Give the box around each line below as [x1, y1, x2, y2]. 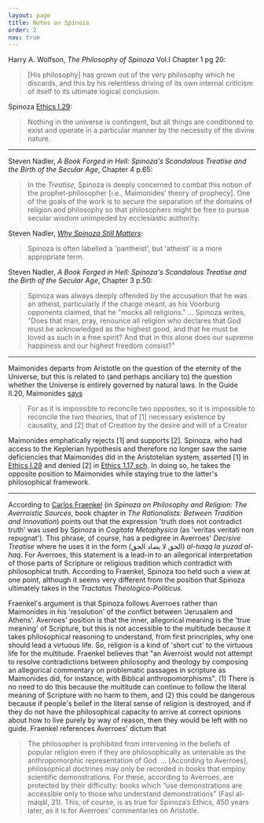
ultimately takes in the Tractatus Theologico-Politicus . [8, 583, 183, 593]
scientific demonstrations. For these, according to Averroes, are [27, 773, 234, 782]
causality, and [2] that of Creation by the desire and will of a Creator [27, 421, 248, 430]
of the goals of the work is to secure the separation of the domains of [27, 197, 253, 207]
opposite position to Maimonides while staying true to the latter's [8, 469, 218, 479]
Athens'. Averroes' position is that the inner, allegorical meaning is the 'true [8, 616, 251, 625]
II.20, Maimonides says [8, 389, 83, 398]
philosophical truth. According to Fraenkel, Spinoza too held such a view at [8, 567, 251, 576]
